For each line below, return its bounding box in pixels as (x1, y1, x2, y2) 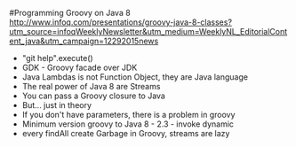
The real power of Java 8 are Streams (21, 81, 161, 91)
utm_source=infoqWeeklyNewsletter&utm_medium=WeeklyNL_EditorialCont (9, 27, 288, 36)
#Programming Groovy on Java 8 (9, 8, 131, 18)
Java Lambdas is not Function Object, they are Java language (21, 72, 249, 82)
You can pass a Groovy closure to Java (21, 90, 166, 101)
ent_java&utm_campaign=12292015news (9, 35, 159, 46)
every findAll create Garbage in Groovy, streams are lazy (21, 128, 230, 138)
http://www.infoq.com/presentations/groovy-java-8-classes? (9, 17, 233, 27)
